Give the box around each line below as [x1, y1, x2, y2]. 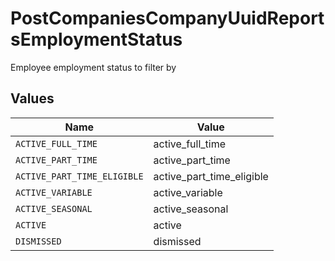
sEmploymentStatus [10, 28, 183, 51]
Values [10, 90, 55, 107]
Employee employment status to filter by [10, 61, 177, 73]
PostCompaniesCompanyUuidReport [10, 7, 325, 30]
